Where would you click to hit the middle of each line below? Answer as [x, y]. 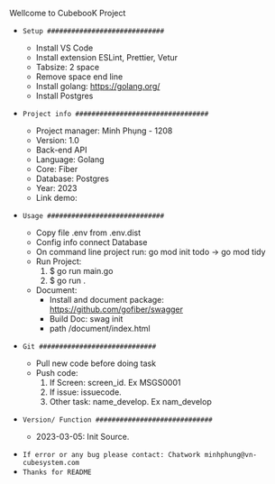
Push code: [57, 373]
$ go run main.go [81, 271]
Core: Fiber [57, 169]
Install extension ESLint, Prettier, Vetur [107, 57]
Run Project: [59, 261]
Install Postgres [64, 96]
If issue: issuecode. [85, 392]
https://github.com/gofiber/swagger [116, 309]
